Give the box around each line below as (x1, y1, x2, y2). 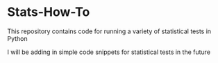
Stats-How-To (7, 4, 90, 20)
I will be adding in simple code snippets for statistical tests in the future (7, 48, 210, 56)
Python (7, 34, 28, 42)
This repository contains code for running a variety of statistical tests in (7, 27, 212, 35)
